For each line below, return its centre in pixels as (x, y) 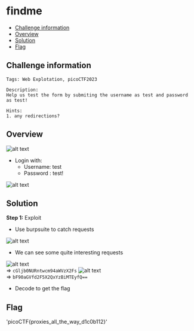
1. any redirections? (33, 116)
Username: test (43, 166)
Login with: (29, 160)
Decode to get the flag (42, 289)
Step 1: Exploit (24, 218)
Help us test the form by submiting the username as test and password (97, 95)
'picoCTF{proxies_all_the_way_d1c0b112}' (57, 322)
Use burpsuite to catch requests (54, 229)
